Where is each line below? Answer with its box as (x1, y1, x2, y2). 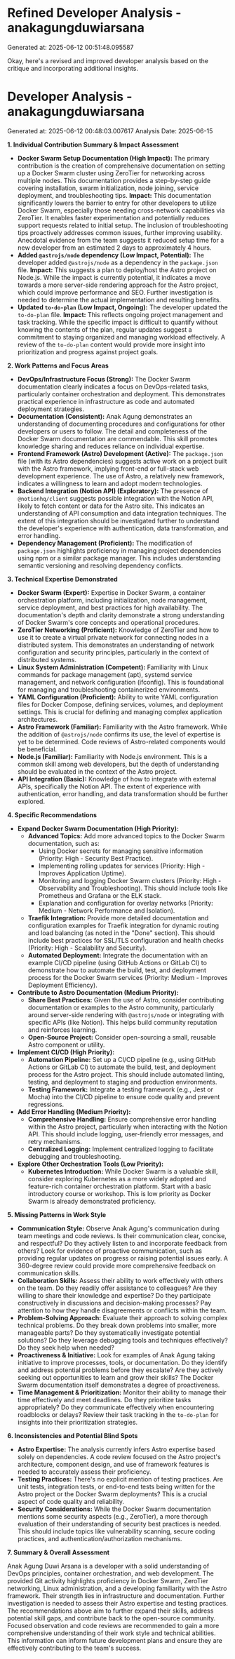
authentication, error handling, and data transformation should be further (17, 789, 229, 798)
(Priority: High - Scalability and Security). (27, 943, 147, 952)
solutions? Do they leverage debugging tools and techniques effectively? (17, 1336, 228, 1344)
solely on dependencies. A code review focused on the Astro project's (17, 1452, 221, 1460)
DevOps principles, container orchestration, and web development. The (7, 1569, 214, 1578)
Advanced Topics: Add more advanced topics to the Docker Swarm (27, 831, 225, 840)
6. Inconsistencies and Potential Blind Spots (7, 1431, 138, 1439)
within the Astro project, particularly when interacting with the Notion (27, 1122, 228, 1131)
